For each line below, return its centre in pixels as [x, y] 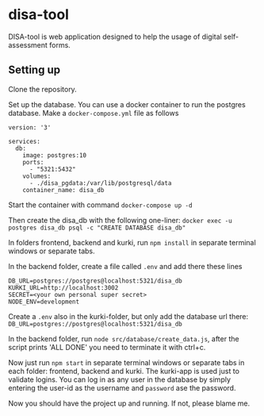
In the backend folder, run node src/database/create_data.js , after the [124, 338]
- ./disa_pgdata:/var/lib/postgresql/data [100, 183]
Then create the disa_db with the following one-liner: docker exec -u [120, 220]
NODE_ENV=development [44, 302]
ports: [33, 162]
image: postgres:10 [55, 155]
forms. [60, 44]
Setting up [34, 70]
